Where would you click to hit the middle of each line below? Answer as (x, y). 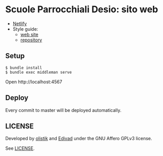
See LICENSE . (20, 148)
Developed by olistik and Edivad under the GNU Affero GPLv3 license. (79, 139)
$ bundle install (24, 68)
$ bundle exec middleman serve (39, 72)
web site (29, 34)
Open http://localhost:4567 (34, 82)
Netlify (20, 24)
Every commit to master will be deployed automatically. (63, 110)
